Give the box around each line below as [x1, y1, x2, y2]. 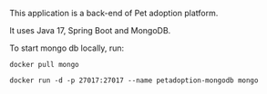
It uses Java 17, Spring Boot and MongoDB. [9, 25, 171, 35]
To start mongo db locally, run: [9, 42, 125, 53]
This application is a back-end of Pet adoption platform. [9, 8, 219, 18]
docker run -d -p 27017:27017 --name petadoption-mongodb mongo [9, 76, 259, 85]
